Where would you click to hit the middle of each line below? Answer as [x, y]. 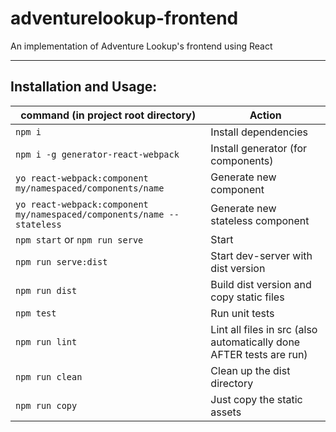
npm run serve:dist [61, 261]
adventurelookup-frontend [124, 18]
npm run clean [49, 376]
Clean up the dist [250, 370]
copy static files [247, 297]
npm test [36, 313]
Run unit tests [242, 313]
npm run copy [46, 405]
